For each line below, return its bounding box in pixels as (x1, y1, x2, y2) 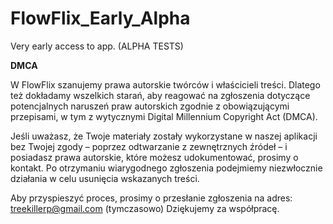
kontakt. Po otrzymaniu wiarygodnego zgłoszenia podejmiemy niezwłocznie (10, 162, 323, 174)
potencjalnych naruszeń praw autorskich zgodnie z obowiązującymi (10, 100, 290, 112)
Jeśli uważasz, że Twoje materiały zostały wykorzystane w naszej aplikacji (10, 130, 318, 142)
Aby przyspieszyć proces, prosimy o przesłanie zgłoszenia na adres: (10, 192, 293, 204)
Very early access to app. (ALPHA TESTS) (10, 40, 184, 52)
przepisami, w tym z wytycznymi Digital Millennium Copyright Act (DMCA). (10, 110, 318, 122)
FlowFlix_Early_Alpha (10, 7, 191, 30)
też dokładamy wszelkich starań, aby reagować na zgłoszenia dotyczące (10, 89, 311, 101)
